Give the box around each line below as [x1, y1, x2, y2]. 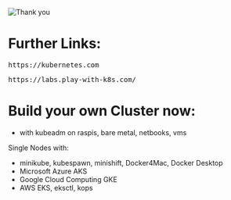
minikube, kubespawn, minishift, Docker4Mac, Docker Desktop [19, 158, 223, 167]
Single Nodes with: [8, 143, 69, 152]
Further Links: [8, 35, 102, 52]
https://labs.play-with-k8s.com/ [8, 75, 137, 84]
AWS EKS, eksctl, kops [19, 183, 93, 192]
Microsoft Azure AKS [19, 166, 88, 176]
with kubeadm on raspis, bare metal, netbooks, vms [19, 127, 187, 137]
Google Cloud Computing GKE [19, 174, 117, 184]
